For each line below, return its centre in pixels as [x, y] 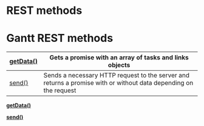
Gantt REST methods [60, 38]
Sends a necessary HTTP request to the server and [117, 75]
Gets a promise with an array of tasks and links [119, 58]
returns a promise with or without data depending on [118, 83]
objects [119, 65]
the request [60, 90]
